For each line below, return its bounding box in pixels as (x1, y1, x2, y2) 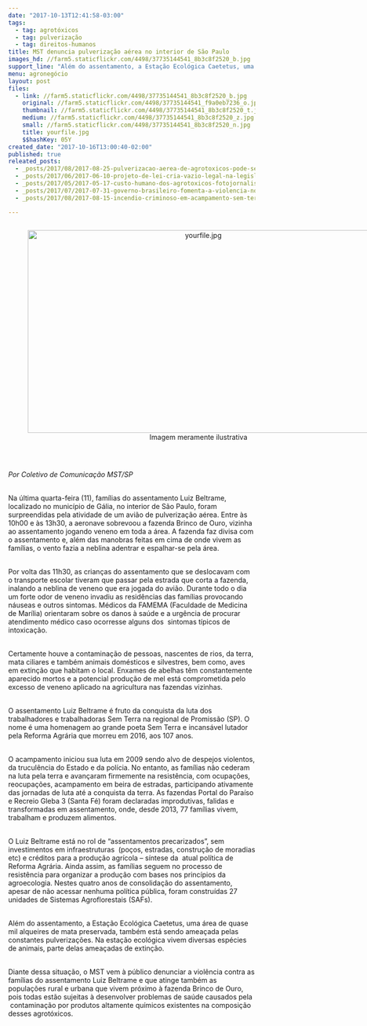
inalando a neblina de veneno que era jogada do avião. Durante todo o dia (8, 583, 247, 593)
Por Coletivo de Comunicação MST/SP (8, 469, 133, 479)
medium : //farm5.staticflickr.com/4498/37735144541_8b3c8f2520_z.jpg (22, 114, 255, 122)
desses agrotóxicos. (8, 1009, 74, 1018)
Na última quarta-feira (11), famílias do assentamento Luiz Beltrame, (8, 493, 227, 503)
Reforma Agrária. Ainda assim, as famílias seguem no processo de (8, 861, 223, 870)
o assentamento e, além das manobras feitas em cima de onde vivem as (8, 535, 242, 544)
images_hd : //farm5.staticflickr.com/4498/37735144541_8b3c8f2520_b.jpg (8, 56, 251, 64)
